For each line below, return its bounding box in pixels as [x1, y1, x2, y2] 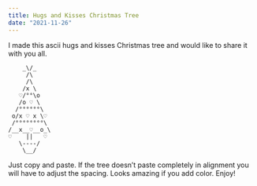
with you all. [8, 49, 47, 58]
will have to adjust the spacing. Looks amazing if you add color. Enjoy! [8, 168, 237, 177]
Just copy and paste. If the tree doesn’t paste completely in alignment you [8, 160, 250, 170]
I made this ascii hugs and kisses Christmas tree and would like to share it [8, 40, 248, 49]
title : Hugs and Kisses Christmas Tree [8, 11, 140, 20]
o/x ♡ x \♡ [11, 111, 47, 120]
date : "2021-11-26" [8, 19, 73, 27]
